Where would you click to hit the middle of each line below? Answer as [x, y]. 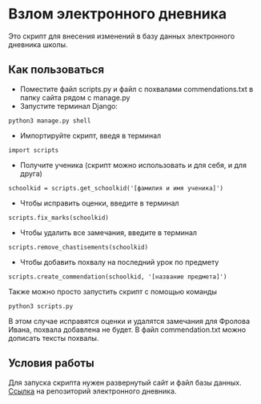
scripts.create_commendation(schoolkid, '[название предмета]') [118, 277]
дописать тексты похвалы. [54, 338]
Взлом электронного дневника [118, 14]
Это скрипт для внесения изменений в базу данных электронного [122, 36]
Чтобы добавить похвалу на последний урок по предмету [119, 262]
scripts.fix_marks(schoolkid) [59, 218]
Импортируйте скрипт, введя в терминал [90, 135]
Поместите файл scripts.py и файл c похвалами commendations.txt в [137, 89]
